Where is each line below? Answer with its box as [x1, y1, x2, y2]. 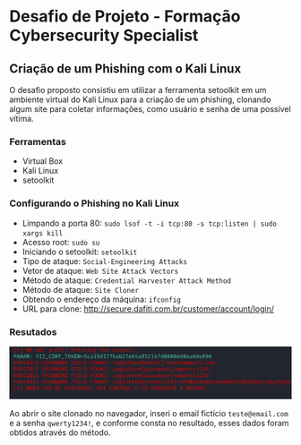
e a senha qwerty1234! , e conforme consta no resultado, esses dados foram [9, 418, 289, 429]
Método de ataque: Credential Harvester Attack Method [21, 275, 231, 286]
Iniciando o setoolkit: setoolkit [21, 246, 138, 257]
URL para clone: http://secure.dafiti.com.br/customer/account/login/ [21, 303, 275, 314]
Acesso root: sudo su [21, 236, 100, 247]
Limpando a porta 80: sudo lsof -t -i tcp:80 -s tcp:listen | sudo [21, 218, 278, 228]
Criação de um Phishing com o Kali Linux [9, 61, 242, 76]
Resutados [9, 325, 57, 338]
